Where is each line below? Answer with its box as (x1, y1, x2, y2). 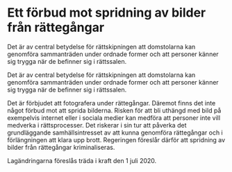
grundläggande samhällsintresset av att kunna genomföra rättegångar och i (7, 128, 224, 137)
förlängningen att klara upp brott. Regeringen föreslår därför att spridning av (7, 135, 226, 144)
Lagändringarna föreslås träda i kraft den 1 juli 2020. (7, 156, 157, 164)
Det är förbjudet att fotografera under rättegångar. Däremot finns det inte (7, 98, 216, 107)
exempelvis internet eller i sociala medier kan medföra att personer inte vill (7, 113, 221, 122)
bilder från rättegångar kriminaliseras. (7, 143, 115, 151)
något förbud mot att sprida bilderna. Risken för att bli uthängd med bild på (7, 106, 222, 114)
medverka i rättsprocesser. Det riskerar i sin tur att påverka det (7, 121, 187, 129)
